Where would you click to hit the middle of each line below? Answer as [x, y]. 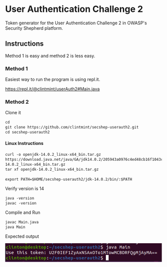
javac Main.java [22, 222]
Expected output [22, 236]
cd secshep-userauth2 [28, 133]
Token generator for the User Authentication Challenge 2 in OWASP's [76, 23]
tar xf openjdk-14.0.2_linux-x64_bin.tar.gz [52, 169]
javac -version [21, 203]
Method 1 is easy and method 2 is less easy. [50, 56]
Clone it [13, 113]
